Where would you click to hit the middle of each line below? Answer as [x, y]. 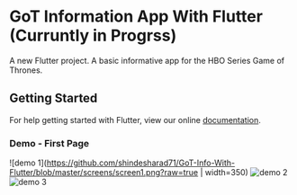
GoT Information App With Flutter [136, 17]
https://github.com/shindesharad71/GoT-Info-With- [141, 163]
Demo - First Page [49, 143]
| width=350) [225, 173]
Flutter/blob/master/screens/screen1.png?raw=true [104, 173]
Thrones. [26, 70]
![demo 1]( [28, 163]
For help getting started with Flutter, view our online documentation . [135, 120]
